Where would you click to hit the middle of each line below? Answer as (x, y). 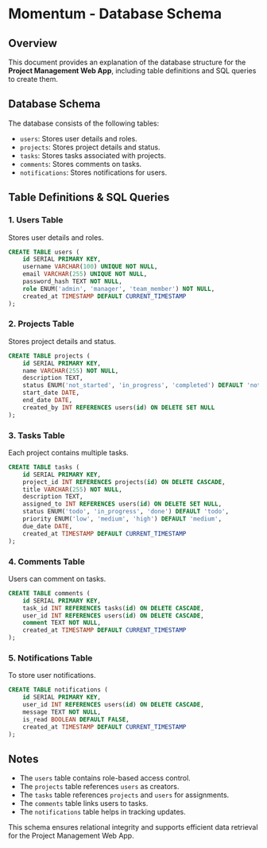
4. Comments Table (46, 561)
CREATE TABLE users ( (44, 252)
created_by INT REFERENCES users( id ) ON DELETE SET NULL (119, 407)
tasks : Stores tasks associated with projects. (93, 155)
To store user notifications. (52, 676)
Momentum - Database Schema (115, 14)
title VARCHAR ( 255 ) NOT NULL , (73, 490)
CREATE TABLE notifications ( (58, 690)
